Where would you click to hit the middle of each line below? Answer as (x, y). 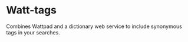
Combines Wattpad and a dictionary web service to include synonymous (94, 26)
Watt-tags (32, 10)
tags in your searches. (33, 32)
